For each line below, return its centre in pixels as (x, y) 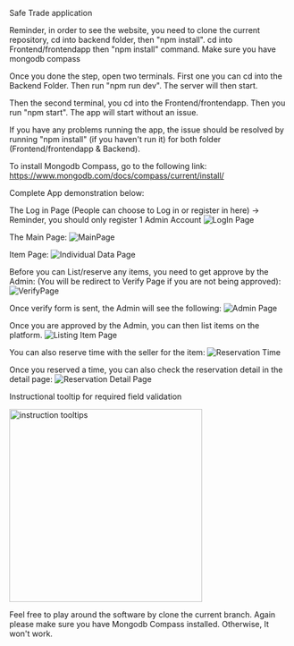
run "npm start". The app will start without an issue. (104, 112)
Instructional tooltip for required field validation (96, 396)
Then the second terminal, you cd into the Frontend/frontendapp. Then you (147, 103)
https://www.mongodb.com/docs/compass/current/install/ (117, 175)
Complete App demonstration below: (77, 193)
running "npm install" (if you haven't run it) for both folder (115, 139)
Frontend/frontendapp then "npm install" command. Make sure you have (143, 49)
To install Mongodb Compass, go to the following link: (108, 166)
